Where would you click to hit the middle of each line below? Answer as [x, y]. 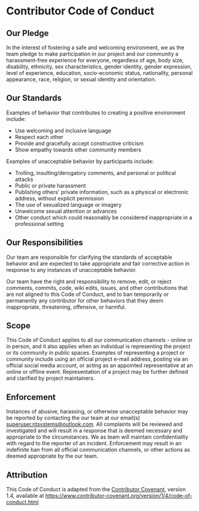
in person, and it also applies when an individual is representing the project [98, 346]
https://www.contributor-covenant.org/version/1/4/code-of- [119, 496]
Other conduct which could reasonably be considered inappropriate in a [103, 217]
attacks [24, 179]
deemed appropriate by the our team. [52, 456]
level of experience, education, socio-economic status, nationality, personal [99, 73]
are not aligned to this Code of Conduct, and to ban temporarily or [88, 294]
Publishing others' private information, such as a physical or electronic [102, 192]
